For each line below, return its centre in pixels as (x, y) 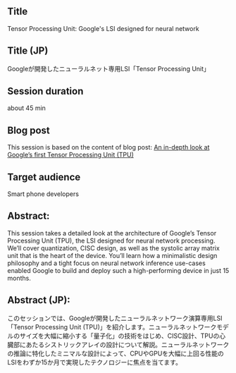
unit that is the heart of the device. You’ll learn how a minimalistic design (112, 255)
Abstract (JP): (39, 300)
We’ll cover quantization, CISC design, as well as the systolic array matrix (113, 248)
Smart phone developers (43, 194)
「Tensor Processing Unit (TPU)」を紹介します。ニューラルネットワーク (112, 326)
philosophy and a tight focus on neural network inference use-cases (106, 263)
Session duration (45, 91)
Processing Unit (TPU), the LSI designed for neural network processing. (111, 240)
